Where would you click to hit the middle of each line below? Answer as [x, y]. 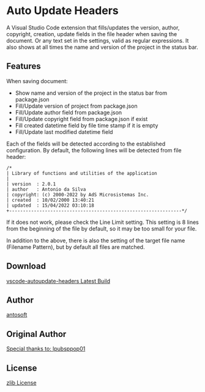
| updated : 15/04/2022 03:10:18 [50, 205]
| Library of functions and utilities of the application [82, 173]
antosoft [17, 315]
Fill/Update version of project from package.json [76, 106]
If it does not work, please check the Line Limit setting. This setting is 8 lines [102, 222]
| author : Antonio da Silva [46, 189]
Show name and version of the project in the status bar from [91, 93]
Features [24, 66]
